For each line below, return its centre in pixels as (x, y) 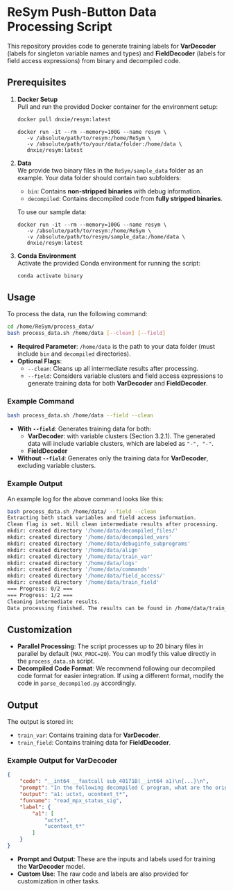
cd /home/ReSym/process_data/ (51, 327)
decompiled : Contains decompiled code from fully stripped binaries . (125, 198)
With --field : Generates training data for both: (84, 429)
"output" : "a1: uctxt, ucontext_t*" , (74, 795)
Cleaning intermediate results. (54, 602)
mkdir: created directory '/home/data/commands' (79, 569)
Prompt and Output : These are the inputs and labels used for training (116, 859)
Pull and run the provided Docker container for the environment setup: (118, 106)
